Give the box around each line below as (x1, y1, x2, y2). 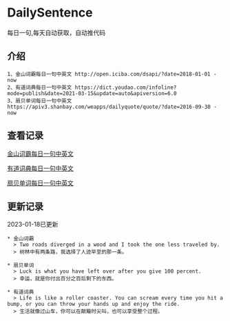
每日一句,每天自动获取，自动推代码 (7, 28, 106, 37)
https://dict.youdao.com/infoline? (74, 84, 177, 91)
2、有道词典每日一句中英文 (7, 84, 72, 91)
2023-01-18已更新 (7, 220, 59, 229)
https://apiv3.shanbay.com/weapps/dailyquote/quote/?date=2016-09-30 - (7, 103, 217, 110)
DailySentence (7, 5, 93, 21)
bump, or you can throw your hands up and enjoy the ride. (7, 301, 180, 308)
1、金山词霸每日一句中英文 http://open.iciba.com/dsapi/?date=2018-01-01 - (7, 70, 217, 77)
